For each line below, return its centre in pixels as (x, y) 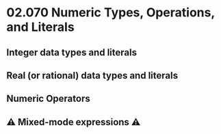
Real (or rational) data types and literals (92, 76)
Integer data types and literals (72, 52)
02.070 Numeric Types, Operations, (110, 13)
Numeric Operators (48, 99)
